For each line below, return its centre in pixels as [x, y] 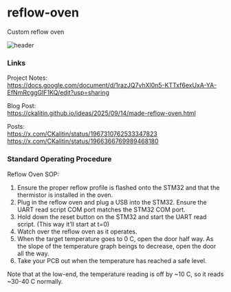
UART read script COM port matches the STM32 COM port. [101, 209]
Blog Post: [22, 106]
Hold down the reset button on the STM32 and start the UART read [112, 217]
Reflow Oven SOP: [33, 174]
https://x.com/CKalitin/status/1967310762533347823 [82, 134]
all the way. [33, 253]
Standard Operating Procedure [59, 159]
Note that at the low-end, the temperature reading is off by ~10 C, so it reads [115, 274]
